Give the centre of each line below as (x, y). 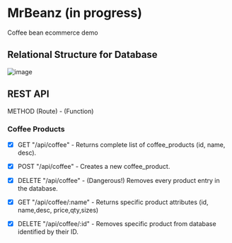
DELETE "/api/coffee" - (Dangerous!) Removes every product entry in (119, 180)
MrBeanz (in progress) (75, 13)
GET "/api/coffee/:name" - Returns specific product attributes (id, (113, 202)
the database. (37, 189)
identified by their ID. (48, 232)
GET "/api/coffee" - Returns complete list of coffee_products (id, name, (121, 144)
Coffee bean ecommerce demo (53, 32)
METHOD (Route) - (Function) (51, 111)
